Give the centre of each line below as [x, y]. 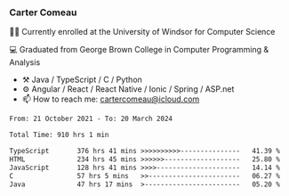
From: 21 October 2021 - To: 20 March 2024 [91, 119]
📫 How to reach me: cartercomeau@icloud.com [111, 99]
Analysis [25, 62]
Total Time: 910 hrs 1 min [59, 135]
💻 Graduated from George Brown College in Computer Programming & [139, 50]
